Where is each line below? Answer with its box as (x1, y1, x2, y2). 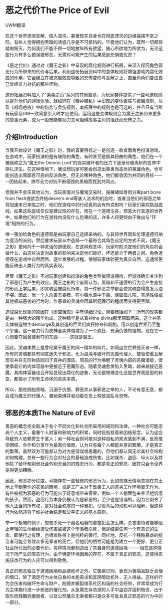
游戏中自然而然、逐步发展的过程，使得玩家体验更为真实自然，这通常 (18, 256, 158, 262)
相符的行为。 (11, 220, 38, 226)
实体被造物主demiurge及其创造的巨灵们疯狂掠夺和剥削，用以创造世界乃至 (5, 321, 156, 327)
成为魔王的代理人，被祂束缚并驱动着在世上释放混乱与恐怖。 (9, 392, 132, 398)
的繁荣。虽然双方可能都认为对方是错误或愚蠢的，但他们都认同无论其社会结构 (5, 448, 163, 454)
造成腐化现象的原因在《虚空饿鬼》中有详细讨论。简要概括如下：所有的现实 (5, 309, 158, 315)
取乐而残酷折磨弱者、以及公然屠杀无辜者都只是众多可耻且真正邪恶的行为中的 (5, 592, 163, 599)
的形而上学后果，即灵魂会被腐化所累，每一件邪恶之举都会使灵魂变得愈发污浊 (5, 285, 163, 291)
